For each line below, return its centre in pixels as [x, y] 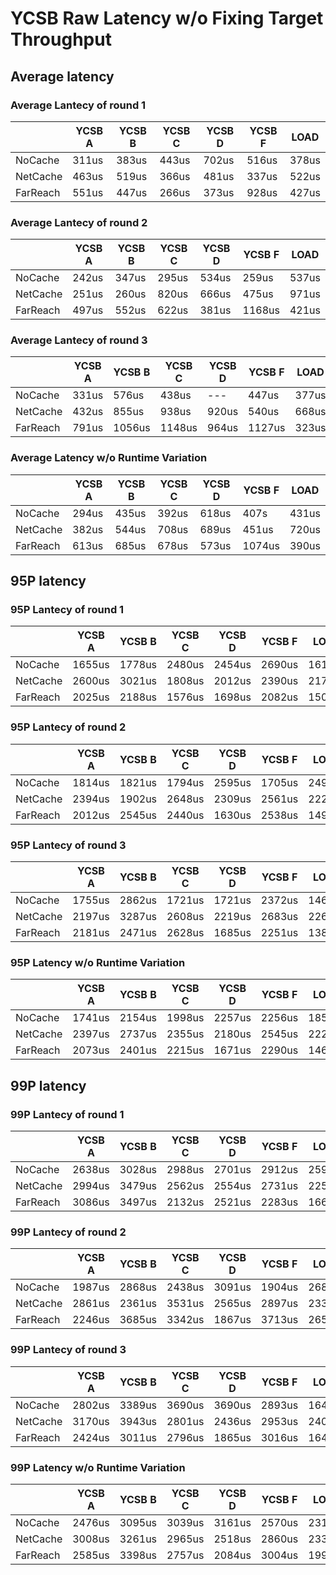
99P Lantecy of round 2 [68, 1232]
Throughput [61, 39]
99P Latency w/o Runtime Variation [98, 1467]
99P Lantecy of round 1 [67, 1114]
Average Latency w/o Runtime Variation [109, 458]
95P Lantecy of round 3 [68, 845]
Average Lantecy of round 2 [79, 222]
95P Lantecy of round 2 [68, 727]
